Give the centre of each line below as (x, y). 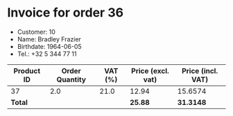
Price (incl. (200, 70)
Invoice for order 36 (65, 13)
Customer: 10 (36, 32)
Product (27, 70)
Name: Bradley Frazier (49, 39)
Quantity (71, 79)
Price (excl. (150, 70)
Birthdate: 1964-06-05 (49, 46)
